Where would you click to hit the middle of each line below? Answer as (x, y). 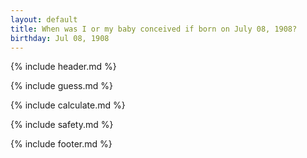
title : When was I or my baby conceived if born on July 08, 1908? (154, 29)
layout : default (44, 19)
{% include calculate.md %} (68, 105)
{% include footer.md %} (61, 144)
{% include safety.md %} (62, 125)
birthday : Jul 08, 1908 (60, 38)
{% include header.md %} (63, 67)
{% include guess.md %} (61, 86)
